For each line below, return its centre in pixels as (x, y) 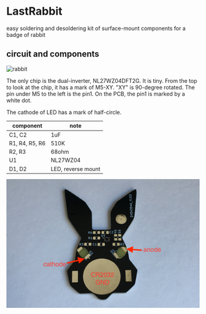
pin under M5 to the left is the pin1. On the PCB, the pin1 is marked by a (96, 94)
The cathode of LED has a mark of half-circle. (64, 112)
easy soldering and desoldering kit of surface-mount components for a (96, 28)
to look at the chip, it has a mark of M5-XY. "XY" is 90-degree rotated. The (101, 87)
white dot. (19, 100)
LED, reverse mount (75, 169)
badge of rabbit (26, 34)
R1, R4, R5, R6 (27, 143)
